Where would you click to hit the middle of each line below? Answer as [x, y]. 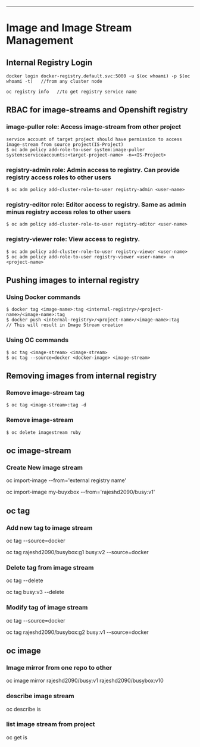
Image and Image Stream [69, 28]
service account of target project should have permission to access [94, 139]
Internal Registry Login [49, 62]
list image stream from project [51, 724]
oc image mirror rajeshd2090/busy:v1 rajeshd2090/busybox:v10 [85, 681]
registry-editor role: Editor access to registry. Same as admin [96, 204]
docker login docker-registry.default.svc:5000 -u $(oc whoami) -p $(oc [98, 76]
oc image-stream [39, 450]
